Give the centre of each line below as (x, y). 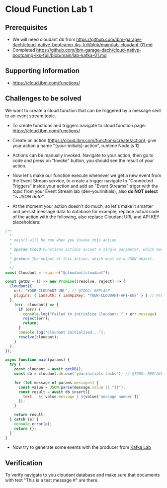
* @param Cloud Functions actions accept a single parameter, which (82, 249)
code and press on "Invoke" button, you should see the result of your (83, 161)
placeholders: (26, 222)
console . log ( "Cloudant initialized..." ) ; (62, 332)
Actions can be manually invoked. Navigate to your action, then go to (83, 155)
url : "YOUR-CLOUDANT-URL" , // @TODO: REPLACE (62, 291)
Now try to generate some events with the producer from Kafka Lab (82, 447)
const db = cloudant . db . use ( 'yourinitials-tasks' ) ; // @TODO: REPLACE (89, 374)
